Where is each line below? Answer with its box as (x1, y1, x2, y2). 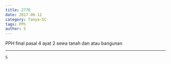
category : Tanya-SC (5, 17, 47, 22)
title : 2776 (5, 7, 31, 13)
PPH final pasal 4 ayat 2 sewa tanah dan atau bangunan (5, 40, 123, 46)
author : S (5, 26, 26, 31)
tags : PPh (5, 21, 26, 27)
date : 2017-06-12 (5, 12, 42, 17)
